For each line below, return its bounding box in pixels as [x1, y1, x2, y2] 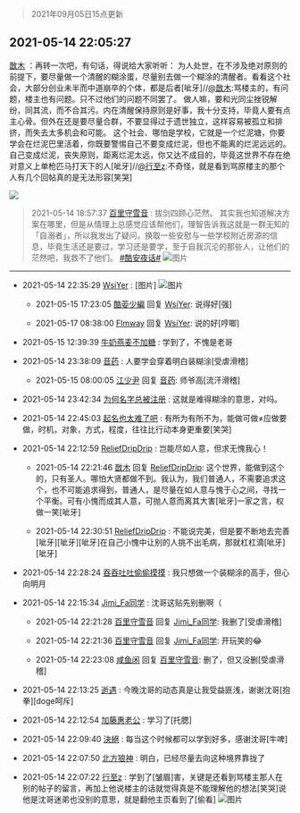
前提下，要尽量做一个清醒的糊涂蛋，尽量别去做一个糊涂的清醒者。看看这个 [9, 71, 283, 81]
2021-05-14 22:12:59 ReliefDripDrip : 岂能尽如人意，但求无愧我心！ [21, 443, 270, 453]
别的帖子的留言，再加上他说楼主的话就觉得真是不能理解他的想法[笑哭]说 [21, 783, 287, 793]
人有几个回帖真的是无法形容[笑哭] [9, 172, 133, 182]
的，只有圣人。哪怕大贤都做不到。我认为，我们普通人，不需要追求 [35, 473, 279, 484]
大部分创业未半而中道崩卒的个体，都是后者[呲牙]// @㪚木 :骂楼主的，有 [24, 82, 281, 93]
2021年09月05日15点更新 [30, 9, 124, 19]
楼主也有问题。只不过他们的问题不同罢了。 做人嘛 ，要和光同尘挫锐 [24, 93, 270, 104]
